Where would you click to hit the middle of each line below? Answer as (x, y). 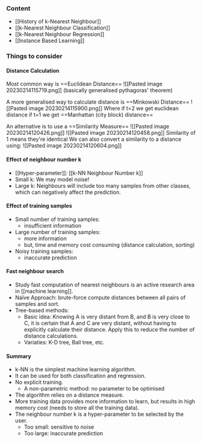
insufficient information (53, 225)
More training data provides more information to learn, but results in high (105, 401)
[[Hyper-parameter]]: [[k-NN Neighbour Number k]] (79, 173)
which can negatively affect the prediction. (68, 192)
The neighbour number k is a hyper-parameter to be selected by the (99, 414)
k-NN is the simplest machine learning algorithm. (75, 370)
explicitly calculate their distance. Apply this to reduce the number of (109, 330)
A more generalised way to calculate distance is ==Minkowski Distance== (98, 102)
